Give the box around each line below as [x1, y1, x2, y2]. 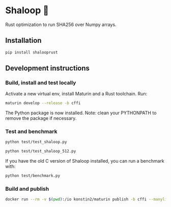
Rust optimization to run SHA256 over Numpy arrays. [5, 21, 117, 28]
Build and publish [5, 186, 49, 193]
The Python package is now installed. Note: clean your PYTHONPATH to [5, 110, 157, 116]
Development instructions [5, 64, 90, 73]
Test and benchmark [5, 128, 58, 135]
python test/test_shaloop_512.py [5, 149, 76, 154]
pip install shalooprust [5, 49, 58, 55]
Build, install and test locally [5, 79, 76, 86]
